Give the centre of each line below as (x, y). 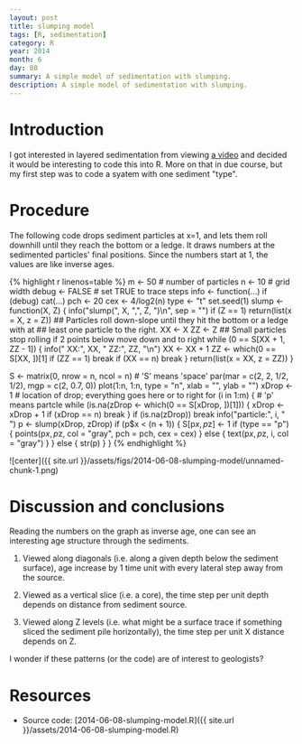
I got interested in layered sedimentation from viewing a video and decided (148, 154)
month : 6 (26, 60)
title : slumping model (52, 26)
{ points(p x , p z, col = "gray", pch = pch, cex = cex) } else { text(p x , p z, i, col (149, 433)
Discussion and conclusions (117, 506)
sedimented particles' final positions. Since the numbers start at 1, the (139, 255)
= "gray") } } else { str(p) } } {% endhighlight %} (98, 442)
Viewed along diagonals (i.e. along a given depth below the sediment (151, 558)
